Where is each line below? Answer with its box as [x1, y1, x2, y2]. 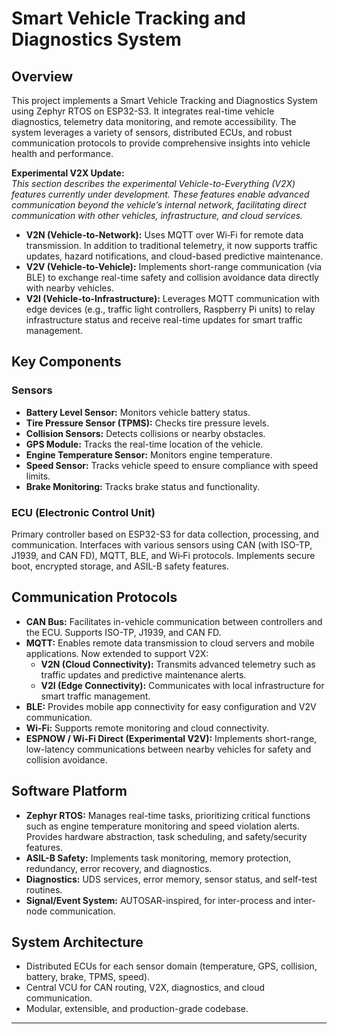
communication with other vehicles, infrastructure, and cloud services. [11, 210, 304, 221]
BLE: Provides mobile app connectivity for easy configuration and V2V [25, 700, 317, 712]
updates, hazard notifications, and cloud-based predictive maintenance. [25, 250, 324, 262]
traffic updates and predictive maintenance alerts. [40, 668, 247, 681]
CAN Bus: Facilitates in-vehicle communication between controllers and [25, 615, 323, 627]
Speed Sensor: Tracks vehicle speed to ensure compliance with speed [25, 459, 319, 471]
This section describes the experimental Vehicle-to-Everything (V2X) [11, 178, 296, 189]
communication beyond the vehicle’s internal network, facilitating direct [11, 199, 307, 211]
